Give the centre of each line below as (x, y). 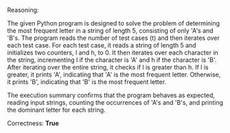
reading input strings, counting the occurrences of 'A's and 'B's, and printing (115, 102)
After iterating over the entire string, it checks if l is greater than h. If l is (108, 67)
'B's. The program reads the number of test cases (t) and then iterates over (113, 38)
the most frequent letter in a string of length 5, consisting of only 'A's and (111, 31)
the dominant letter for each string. (56, 110)
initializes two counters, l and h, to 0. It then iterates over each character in (113, 52)
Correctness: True (33, 123)
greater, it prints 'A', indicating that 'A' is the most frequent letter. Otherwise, (114, 74)
